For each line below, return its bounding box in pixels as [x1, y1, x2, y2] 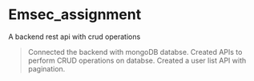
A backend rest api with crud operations [8, 32, 141, 41]
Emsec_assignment [8, 6, 142, 24]
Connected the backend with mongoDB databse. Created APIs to [27, 47, 243, 56]
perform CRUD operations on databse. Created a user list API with [27, 56, 247, 65]
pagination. [27, 64, 66, 73]
